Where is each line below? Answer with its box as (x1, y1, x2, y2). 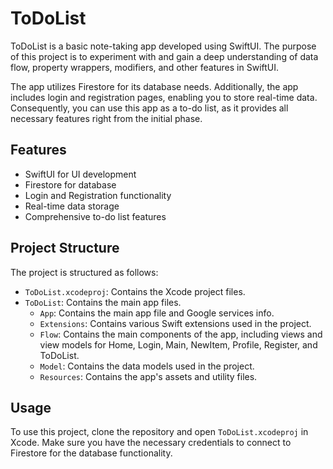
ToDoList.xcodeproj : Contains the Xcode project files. (24, 285, 246, 297)
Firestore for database (24, 178, 117, 191)
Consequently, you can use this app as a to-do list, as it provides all (10, 102, 289, 114)
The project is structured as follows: (10, 266, 159, 278)
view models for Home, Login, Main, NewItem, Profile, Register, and (39, 338, 318, 351)
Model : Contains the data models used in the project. (39, 360, 255, 372)
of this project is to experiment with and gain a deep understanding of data (10, 50, 319, 62)
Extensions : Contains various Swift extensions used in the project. (39, 317, 312, 329)
